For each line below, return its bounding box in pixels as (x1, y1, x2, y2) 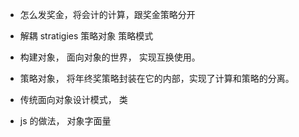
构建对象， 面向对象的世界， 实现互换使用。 (19, 51, 201, 63)
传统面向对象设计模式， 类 (19, 94, 128, 105)
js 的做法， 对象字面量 (19, 115, 112, 127)
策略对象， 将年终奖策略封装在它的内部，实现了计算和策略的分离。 (19, 73, 295, 84)
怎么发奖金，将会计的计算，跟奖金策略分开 (19, 9, 196, 20)
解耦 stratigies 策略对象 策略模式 (19, 30, 154, 42)
